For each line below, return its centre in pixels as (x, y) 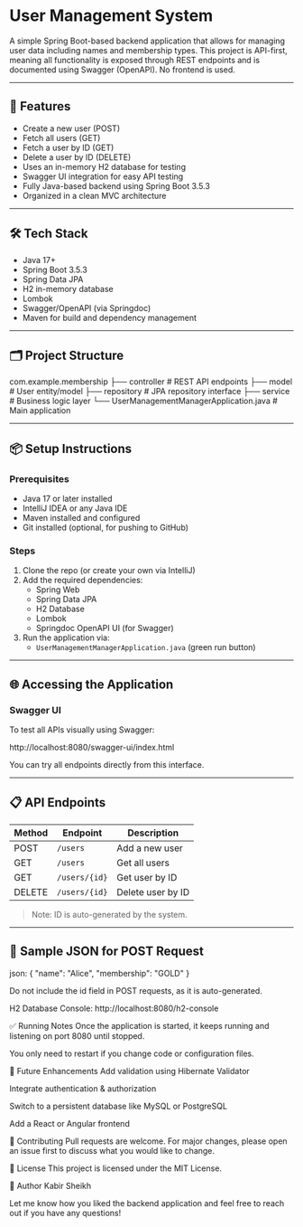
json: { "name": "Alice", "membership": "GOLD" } (100, 973)
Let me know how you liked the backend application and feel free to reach (147, 1203)
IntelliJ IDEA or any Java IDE (75, 508)
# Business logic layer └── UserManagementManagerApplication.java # (143, 401)
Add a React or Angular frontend (70, 1123)
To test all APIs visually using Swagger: (82, 730)
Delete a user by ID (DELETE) (77, 157)
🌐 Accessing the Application (92, 684)
